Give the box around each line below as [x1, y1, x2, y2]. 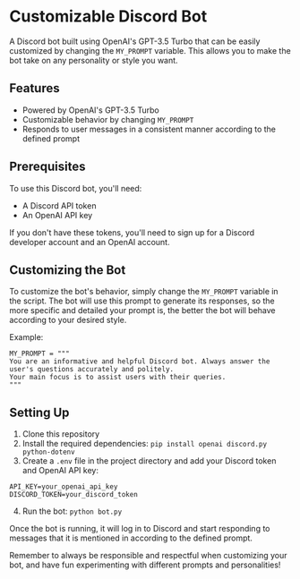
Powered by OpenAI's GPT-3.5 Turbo [21, 105, 159, 115]
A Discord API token [21, 200, 97, 211]
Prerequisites [9, 159, 86, 175]
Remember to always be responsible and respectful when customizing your [9, 550, 287, 561]
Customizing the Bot [9, 262, 126, 277]
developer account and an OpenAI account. [9, 236, 170, 247]
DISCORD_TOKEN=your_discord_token [9, 490, 139, 499]
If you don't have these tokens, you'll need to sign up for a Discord [9, 226, 255, 238]
